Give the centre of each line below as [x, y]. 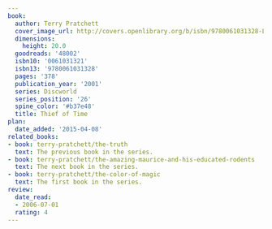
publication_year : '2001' [59, 84]
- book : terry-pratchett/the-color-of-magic [84, 175]
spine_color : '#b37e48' [55, 106]
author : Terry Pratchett [57, 24]
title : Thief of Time [52, 114]
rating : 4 [31, 212]
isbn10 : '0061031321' [52, 62]
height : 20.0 [44, 46]
